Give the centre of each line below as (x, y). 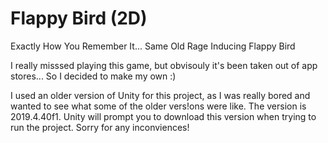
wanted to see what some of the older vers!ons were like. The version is (158, 106)
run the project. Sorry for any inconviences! (100, 127)
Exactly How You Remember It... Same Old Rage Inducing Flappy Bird (153, 46)
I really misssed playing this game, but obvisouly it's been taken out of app (164, 65)
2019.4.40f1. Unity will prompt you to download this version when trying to (163, 116)
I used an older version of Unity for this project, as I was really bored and (160, 95)
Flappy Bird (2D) (79, 18)
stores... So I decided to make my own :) (93, 76)
